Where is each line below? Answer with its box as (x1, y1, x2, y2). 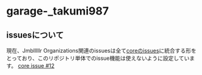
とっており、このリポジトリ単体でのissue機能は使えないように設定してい (6, 54, 190, 62)
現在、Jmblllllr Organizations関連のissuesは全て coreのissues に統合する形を (6, 47, 197, 54)
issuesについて (6, 30, 64, 40)
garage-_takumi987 (6, 4, 109, 18)
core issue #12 (18, 62, 55, 69)
